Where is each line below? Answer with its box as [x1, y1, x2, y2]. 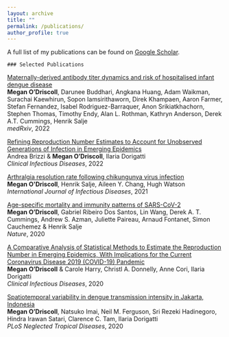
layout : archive [7, 10, 53, 17]
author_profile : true [7, 29, 69, 36]
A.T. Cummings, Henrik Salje [7, 117, 88, 126]
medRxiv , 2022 [7, 124, 50, 132]
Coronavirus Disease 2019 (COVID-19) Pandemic [7, 258, 145, 266]
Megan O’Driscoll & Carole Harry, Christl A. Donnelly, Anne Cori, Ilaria [7, 265, 205, 273]
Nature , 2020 [7, 230, 45, 238]
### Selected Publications [7, 61, 84, 69]
